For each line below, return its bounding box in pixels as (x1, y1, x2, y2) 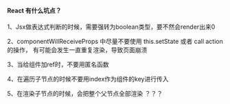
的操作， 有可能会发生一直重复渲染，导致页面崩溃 (7, 46, 148, 54)
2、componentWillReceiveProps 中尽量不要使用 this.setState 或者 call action (7, 38, 223, 46)
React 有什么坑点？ (7, 6, 62, 14)
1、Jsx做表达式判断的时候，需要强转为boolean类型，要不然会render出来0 (7, 23, 216, 31)
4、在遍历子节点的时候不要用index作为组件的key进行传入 (7, 75, 169, 83)
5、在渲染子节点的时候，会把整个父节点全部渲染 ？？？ (7, 90, 163, 98)
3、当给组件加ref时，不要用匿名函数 (7, 60, 110, 68)
